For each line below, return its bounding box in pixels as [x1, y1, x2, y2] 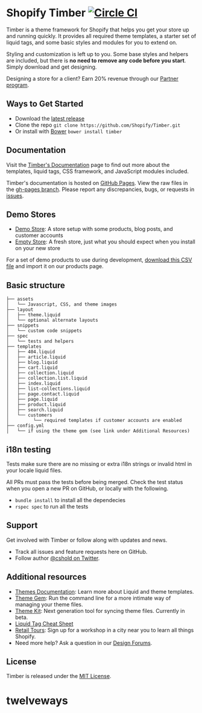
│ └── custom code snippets [6, 328, 83, 334]
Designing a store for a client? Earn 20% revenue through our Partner [6, 75, 179, 82]
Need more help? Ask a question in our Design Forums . [14, 639, 153, 646]
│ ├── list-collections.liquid [6, 386, 90, 392]
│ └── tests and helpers [6, 338, 74, 345]
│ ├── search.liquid [6, 407, 63, 413]
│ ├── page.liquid [6, 397, 58, 403]
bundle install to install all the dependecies [14, 497, 125, 503]
